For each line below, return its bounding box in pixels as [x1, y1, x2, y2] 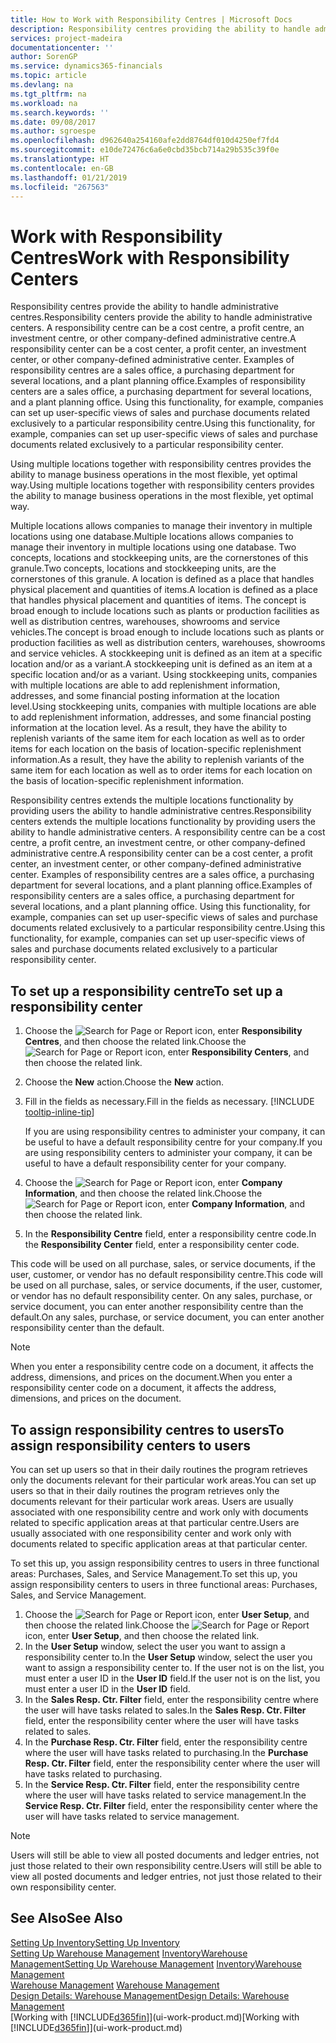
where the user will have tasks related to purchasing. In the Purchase [24, 1746, 309, 1758]
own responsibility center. [10, 1881, 117, 1893]
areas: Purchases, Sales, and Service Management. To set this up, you [10, 1567, 298, 1580]
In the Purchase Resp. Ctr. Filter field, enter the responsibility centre [24, 1736, 308, 1748]
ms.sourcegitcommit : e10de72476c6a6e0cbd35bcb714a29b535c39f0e [10, 145, 280, 155]
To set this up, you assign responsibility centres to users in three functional [10, 1557, 320, 1569]
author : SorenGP [10, 52, 78, 62]
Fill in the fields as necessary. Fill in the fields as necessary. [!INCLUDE [24, 1096, 315, 1108]
